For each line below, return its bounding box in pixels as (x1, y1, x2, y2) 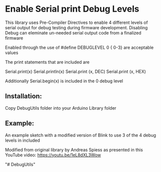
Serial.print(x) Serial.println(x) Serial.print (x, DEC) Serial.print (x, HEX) (5, 68, 146, 74)
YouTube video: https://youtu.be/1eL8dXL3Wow (5, 152, 101, 158)
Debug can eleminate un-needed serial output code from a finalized (5, 30, 141, 36)
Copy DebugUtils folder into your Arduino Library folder (5, 105, 117, 111)
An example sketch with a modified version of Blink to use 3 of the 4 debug (5, 132, 156, 138)
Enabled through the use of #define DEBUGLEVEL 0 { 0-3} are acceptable (5, 44, 154, 50)
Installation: (5, 92, 42, 100)
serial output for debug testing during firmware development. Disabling (5, 24, 148, 30)
